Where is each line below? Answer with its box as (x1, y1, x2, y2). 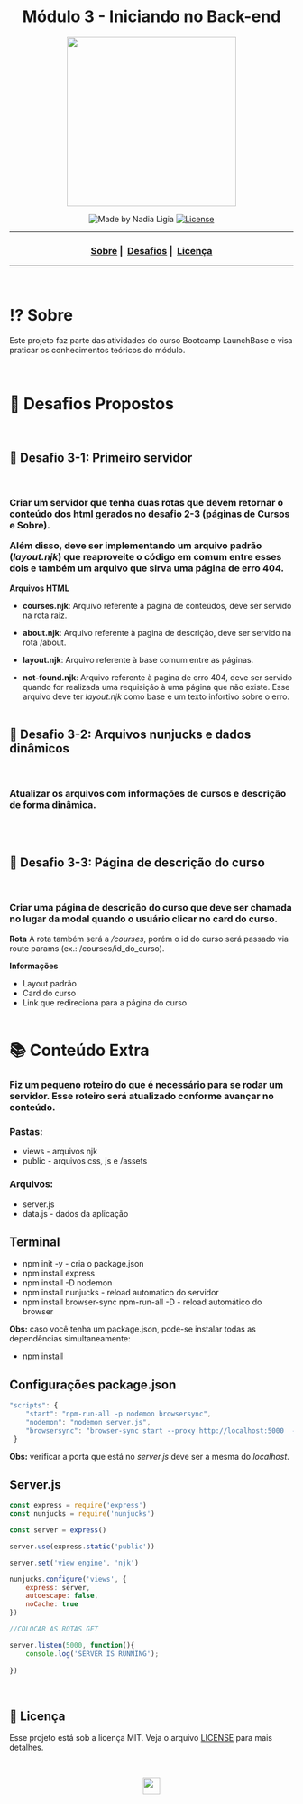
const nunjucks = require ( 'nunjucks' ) (9, 1510, 155, 1519)
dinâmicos (9, 741, 70, 756)
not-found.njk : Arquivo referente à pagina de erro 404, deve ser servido (22, 671, 293, 683)
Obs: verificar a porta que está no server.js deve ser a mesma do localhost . (9, 1451, 290, 1462)
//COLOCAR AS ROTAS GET (9, 1624, 99, 1634)
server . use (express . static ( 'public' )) (9, 1542, 155, 1551)
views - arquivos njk (22, 1145, 97, 1157)
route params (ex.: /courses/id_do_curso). (9, 942, 165, 954)
